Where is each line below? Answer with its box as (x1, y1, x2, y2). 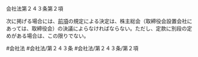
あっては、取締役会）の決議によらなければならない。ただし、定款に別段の (6, 25, 187, 32)
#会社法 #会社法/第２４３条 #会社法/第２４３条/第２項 (6, 45, 139, 52)
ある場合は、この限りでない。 (16, 32, 89, 39)
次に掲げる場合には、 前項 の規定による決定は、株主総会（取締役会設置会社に (6, 18, 193, 25)
